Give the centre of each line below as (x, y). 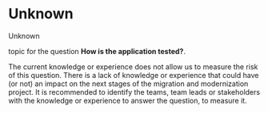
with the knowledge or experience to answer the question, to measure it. (128, 100)
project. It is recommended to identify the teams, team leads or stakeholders (134, 92)
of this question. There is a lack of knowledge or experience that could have (134, 75)
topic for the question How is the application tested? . (97, 51)
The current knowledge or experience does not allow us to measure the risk (133, 66)
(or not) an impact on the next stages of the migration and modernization (128, 84)
